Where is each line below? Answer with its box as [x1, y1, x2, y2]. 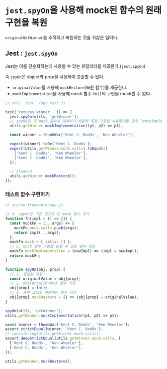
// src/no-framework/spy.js [5, 202, 64, 207]
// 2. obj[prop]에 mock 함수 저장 [9, 281, 76, 286]
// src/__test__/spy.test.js [5, 100, 66, 105]
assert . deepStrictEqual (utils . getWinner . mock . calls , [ [5, 336, 121, 341]
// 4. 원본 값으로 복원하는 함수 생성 [9, 290, 77, 295]
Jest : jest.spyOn [5, 49, 58, 58]
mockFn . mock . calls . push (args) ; [14, 225, 79, 230]
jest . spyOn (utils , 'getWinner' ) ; [9, 114, 79, 119]
